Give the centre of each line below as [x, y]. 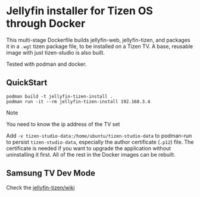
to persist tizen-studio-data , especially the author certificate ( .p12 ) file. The [100, 142]
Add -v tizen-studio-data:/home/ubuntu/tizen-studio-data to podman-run [99, 135]
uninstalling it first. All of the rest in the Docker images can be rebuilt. [91, 154]
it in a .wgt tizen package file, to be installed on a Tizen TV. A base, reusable [100, 46]
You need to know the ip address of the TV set [63, 124]
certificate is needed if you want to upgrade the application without [89, 148]
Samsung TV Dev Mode [51, 173]
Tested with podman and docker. [46, 64]
